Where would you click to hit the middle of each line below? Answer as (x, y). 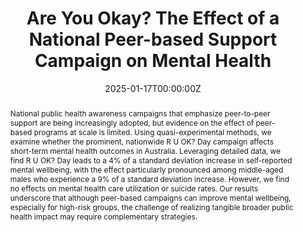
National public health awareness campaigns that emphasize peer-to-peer (140, 113)
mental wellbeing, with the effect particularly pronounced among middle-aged (146, 169)
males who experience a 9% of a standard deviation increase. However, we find (149, 178)
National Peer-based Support (153, 39)
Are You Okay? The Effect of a (153, 18)
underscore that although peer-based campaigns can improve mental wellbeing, (150, 197)
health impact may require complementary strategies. (103, 216)
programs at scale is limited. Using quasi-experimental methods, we (152, 132)
